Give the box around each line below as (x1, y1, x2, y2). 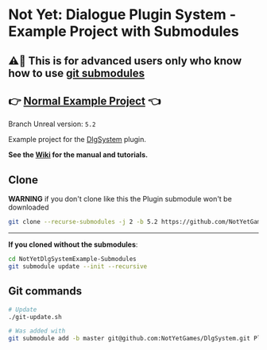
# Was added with (8, 327, 66, 335)
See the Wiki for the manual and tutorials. (8, 150, 149, 160)
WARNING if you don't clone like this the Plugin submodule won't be (8, 194, 232, 204)
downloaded (8, 202, 49, 212)
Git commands (8, 284, 82, 298)
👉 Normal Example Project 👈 (8, 94, 161, 108)
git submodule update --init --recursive (8, 262, 148, 271)
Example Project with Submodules (8, 22, 240, 40)
